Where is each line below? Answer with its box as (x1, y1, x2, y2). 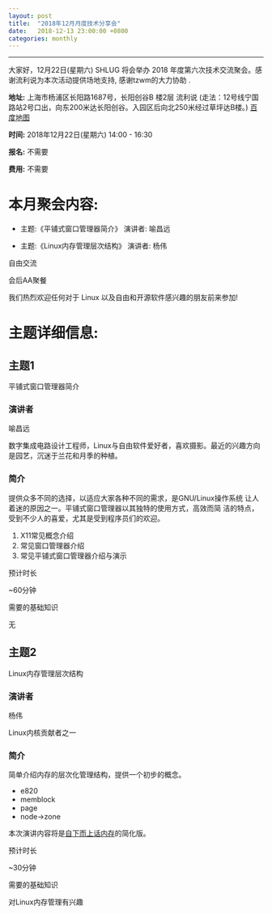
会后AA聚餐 (8, 276, 47, 286)
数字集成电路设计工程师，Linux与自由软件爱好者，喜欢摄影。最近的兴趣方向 (8, 441, 261, 451)
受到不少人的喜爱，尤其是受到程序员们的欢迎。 (8, 513, 164, 523)
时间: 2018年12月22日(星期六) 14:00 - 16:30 (8, 130, 153, 140)
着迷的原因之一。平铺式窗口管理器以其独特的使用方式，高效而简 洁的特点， (8, 503, 259, 513)
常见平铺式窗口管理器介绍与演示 (19, 551, 127, 561)
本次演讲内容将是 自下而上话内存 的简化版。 (8, 828, 151, 838)
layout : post (8, 11, 53, 20)
